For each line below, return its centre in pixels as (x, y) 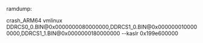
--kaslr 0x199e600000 (150, 33)
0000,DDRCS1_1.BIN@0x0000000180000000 (63, 33)
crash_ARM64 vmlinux (34, 20)
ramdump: (19, 9)
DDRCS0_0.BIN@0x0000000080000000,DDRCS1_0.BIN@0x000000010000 (102, 27)
